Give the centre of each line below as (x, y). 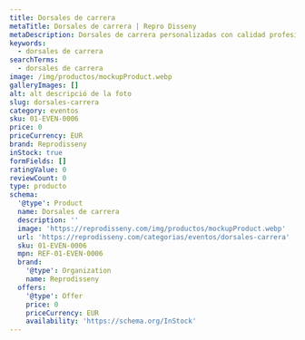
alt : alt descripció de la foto (70, 93)
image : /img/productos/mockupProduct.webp (91, 77)
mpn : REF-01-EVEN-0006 (60, 254)
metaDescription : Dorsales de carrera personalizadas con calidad (138, 34)
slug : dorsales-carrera (54, 102)
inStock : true (36, 152)
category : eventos (44, 111)
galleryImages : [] (44, 85)
